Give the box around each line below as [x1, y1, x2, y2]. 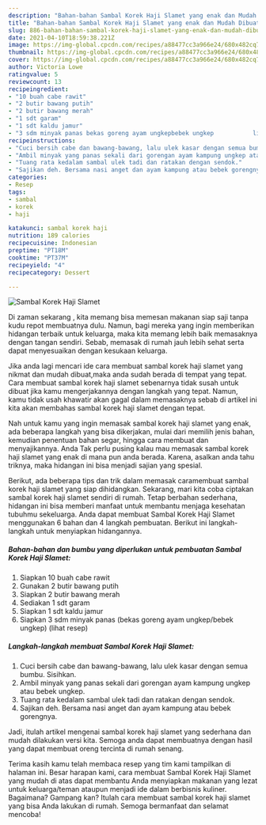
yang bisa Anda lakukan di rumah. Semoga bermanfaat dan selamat [8, 801, 229, 811]
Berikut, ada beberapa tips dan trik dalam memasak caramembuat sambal [8, 476, 249, 486]
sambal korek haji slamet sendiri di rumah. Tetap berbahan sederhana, [8, 493, 238, 502]
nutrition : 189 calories [8, 232, 90, 240]
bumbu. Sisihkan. [19, 670, 77, 679]
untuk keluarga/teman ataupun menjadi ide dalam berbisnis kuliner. [8, 785, 227, 794]
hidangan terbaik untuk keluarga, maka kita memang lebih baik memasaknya [8, 329, 258, 339]
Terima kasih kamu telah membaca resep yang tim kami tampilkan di [8, 759, 231, 769]
